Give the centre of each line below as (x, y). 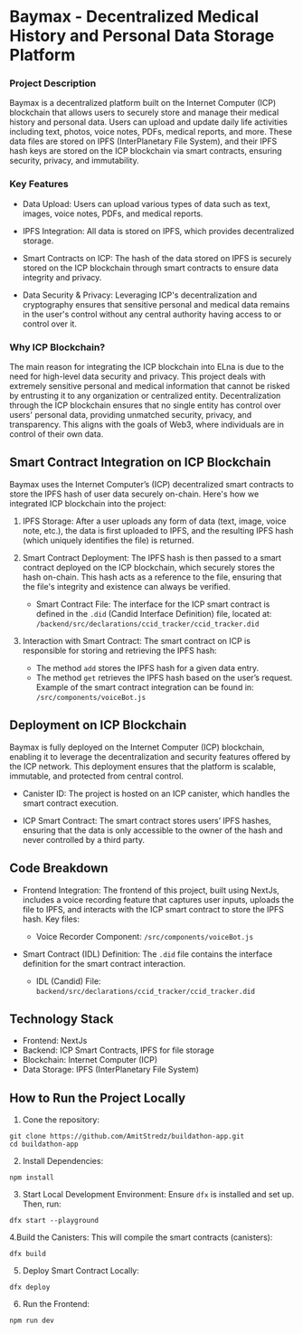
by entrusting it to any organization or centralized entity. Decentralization (145, 396)
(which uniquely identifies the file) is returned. (108, 540)
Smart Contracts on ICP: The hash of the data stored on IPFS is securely (157, 258)
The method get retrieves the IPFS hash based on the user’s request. (164, 677)
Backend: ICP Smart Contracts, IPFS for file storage (118, 1050)
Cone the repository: (61, 1120)
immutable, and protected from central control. (96, 776)
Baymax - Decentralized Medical (134, 17)
